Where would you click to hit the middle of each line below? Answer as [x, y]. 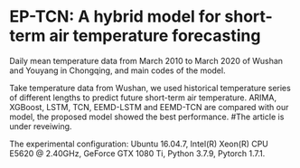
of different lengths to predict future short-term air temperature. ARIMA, [143, 98]
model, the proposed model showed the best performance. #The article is [147, 117]
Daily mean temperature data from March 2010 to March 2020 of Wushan [146, 61]
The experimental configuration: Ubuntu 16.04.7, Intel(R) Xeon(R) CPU [139, 144]
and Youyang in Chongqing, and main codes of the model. [117, 70]
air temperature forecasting [155, 36]
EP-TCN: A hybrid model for [115, 17]
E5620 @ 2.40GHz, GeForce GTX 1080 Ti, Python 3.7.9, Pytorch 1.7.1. [137, 153]
